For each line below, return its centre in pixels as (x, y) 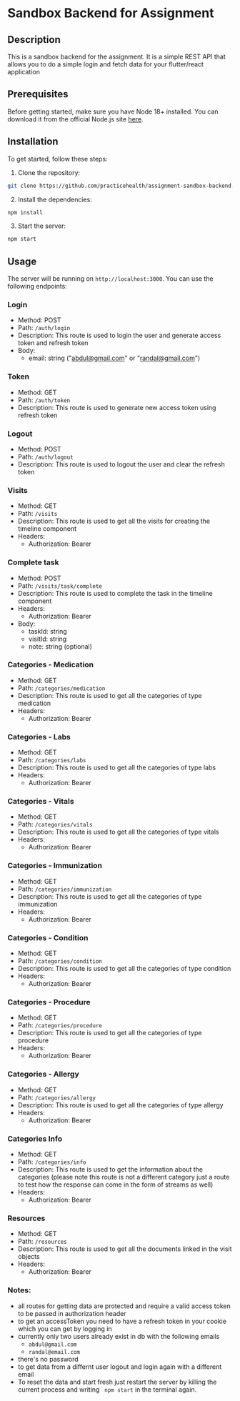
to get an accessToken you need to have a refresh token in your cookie (122, 1321)
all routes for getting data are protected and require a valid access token (124, 1306)
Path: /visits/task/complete (60, 585)
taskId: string (48, 631)
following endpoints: (37, 286)
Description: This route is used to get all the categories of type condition (124, 969)
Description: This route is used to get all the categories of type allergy (120, 1105)
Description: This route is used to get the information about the (110, 1169)
